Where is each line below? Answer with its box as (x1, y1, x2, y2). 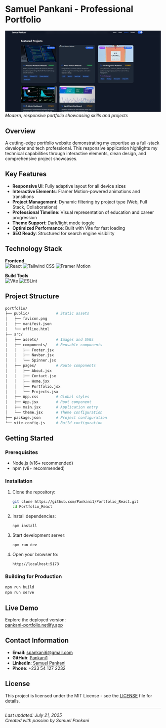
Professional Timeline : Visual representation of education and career (12, 209, 154, 215)
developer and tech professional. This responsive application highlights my (5, 145, 158, 151)
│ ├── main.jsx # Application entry (5, 405, 98, 410)
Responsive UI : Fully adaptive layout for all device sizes (12, 183, 126, 189)
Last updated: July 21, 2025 (5, 712, 62, 718)
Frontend (5, 258, 25, 264)
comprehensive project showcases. (5, 156, 78, 162)
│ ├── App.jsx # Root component (5, 400, 92, 404)
